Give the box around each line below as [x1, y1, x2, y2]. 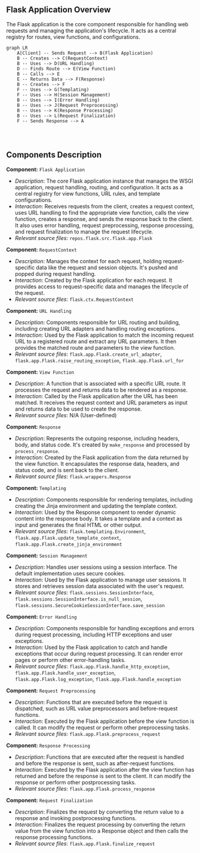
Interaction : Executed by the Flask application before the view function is [14, 717, 195, 725]
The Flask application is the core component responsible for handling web [6, 20, 189, 27]
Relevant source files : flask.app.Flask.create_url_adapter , [14, 350, 162, 358]
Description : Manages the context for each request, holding [14, 257, 162, 264]
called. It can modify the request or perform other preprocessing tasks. [14, 723, 190, 731]
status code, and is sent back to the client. [14, 466, 119, 473]
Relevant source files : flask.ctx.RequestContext [14, 295, 134, 303]
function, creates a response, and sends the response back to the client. [14, 215, 193, 223]
